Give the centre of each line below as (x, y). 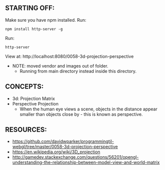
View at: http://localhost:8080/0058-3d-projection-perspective (69, 56)
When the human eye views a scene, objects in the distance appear (88, 109)
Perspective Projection (35, 103)
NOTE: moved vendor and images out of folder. (60, 66)
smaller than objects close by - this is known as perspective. (81, 114)
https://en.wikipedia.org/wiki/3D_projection (56, 152)
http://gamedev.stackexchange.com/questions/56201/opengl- (76, 157)
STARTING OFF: (30, 8)
